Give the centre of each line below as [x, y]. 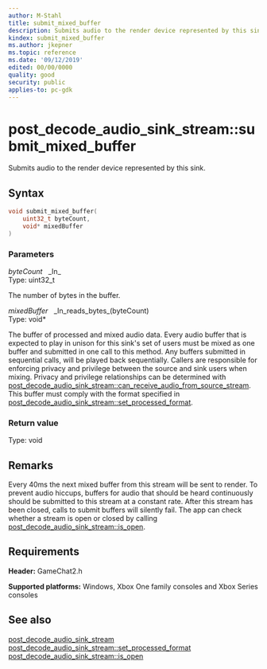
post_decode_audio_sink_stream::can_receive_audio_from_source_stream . [130, 385]
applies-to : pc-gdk [41, 90]
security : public [37, 82]
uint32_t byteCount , [56, 219]
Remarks [31, 466]
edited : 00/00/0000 [41, 68]
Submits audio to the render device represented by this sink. [107, 168]
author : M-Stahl [35, 16]
